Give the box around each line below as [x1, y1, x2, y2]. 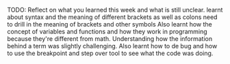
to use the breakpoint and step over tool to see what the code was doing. [7, 49, 214, 57]
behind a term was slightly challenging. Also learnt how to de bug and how [7, 42, 218, 50]
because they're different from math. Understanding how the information [7, 35, 213, 43]
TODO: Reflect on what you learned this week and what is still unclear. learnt [7, 6, 223, 14]
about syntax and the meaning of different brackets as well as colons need [7, 13, 218, 21]
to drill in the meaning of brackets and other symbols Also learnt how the [7, 20, 212, 28]
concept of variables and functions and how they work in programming [7, 27, 207, 35]
